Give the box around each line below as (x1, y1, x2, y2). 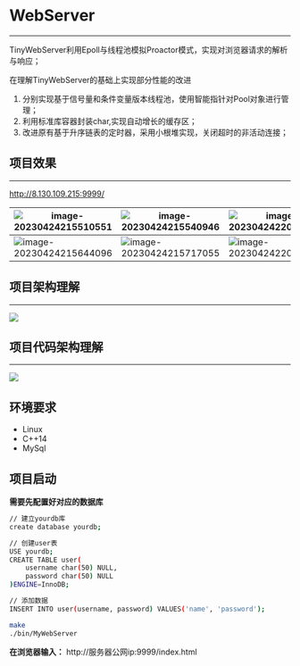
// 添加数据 (9, 596, 49, 605)
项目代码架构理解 (9, 339, 104, 354)
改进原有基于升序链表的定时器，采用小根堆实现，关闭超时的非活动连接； (21, 127, 288, 137)
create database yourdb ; (9, 522, 102, 531)
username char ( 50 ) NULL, (25, 563, 118, 572)
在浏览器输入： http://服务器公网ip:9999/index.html (9, 646, 198, 657)
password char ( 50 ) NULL (25, 572, 114, 581)
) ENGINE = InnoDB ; (9, 580, 70, 589)
